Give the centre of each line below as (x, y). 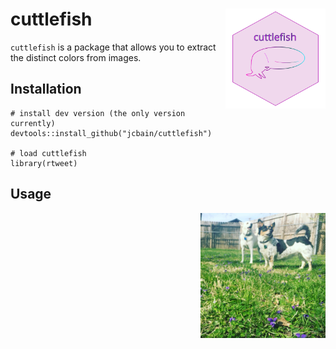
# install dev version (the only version (98, 113)
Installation (46, 89)
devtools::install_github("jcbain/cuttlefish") (111, 133)
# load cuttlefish (48, 153)
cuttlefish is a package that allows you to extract (113, 47)
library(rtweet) (44, 163)
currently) (33, 123)
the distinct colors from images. (76, 57)
